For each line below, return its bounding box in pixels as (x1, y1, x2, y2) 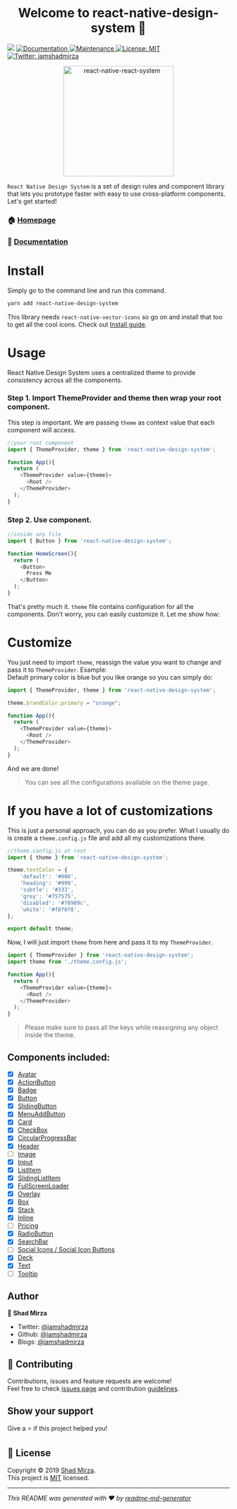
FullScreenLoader (17, 1181, 69, 1190)
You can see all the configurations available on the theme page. (24, 778, 209, 786)
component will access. (7, 425, 76, 434)
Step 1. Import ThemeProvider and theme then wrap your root (7, 393, 222, 403)
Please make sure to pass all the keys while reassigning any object (24, 1023, 219, 1032)
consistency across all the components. (7, 376, 123, 384)
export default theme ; (7, 925, 74, 933)
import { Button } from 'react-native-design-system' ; (7, 537, 172, 545)
